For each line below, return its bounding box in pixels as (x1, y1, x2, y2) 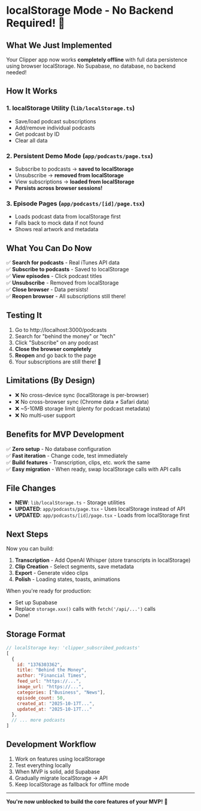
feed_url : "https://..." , (17, 678, 82, 685)
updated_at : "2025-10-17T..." (17, 706, 93, 712)
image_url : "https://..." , (17, 684, 84, 690)
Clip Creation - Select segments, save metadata (14, 563, 135, 570)
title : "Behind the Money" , (17, 667, 87, 673)
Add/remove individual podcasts (14, 124, 95, 131)
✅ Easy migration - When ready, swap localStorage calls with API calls (6, 465, 181, 473)
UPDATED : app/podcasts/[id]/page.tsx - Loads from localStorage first (14, 512, 190, 519)
